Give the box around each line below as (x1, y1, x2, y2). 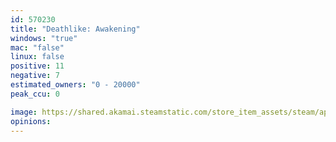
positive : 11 (10, 61, 65, 71)
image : (10, 107, 38, 117)
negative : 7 (10, 71, 60, 81)
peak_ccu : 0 (10, 89, 60, 99)
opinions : (10, 116, 52, 126)
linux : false (10, 52, 65, 62)
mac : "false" (10, 42, 65, 53)
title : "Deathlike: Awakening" (10, 24, 141, 34)
